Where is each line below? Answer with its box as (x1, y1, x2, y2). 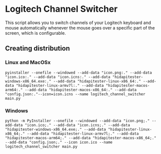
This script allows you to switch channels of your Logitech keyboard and (5, 20, 151, 26)
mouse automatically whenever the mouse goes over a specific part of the (5, 25, 155, 30)
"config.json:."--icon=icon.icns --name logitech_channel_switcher (5, 92, 146, 97)
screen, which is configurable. (5, 30, 66, 36)
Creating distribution (5, 44, 70, 52)
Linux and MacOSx (5, 59, 51, 66)
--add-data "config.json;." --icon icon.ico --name (5, 140, 113, 145)
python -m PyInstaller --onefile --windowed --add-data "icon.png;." (5, 118, 150, 123)
